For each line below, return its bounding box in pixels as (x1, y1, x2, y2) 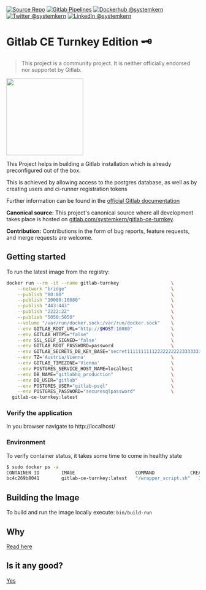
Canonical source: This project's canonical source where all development (6, 209, 194, 216)
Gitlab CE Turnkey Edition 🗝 (6, 35, 152, 49)
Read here (6, 543, 32, 550)
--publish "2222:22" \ (17, 309, 174, 315)
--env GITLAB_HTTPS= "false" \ (17, 331, 174, 337)
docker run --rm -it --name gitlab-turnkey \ (6, 280, 174, 286)
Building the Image (6, 492, 80, 503)
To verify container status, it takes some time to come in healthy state (6, 452, 183, 459)
